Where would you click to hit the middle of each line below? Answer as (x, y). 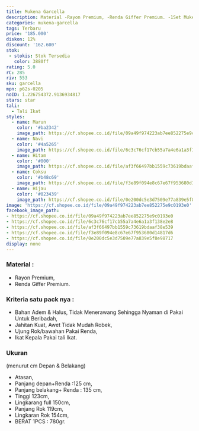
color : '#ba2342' (38, 128)
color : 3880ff (31, 61)
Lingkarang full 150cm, (42, 402)
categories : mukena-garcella (42, 23)
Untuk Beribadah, (36, 318)
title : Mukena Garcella (36, 12)
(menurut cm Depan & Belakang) (46, 366)
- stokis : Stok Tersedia (39, 56)
